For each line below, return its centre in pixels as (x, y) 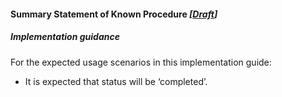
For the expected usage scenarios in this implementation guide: (141, 62)
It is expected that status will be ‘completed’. (116, 81)
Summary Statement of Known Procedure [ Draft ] (114, 14)
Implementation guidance (65, 37)
